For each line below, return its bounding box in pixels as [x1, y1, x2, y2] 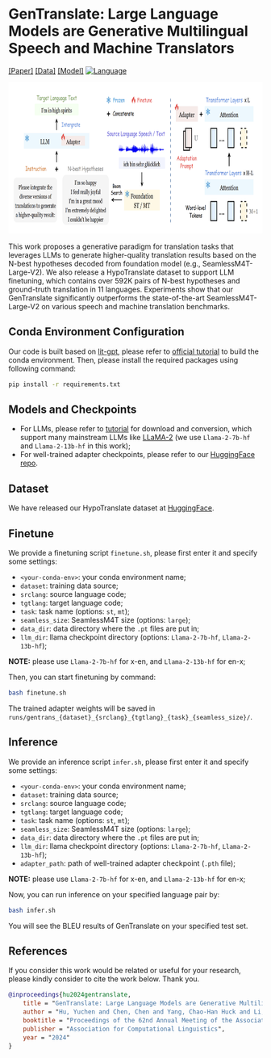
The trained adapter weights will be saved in [8, 703, 156, 713]
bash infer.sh [8, 906, 56, 914]
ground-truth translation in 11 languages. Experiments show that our [8, 284, 234, 294]
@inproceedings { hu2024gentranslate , [8, 991, 131, 999]
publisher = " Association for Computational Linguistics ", [23, 1025, 226, 1033]
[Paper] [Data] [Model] [8, 65, 84, 75]
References [8, 944, 68, 958]
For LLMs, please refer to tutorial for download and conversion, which [19, 424, 252, 434]
